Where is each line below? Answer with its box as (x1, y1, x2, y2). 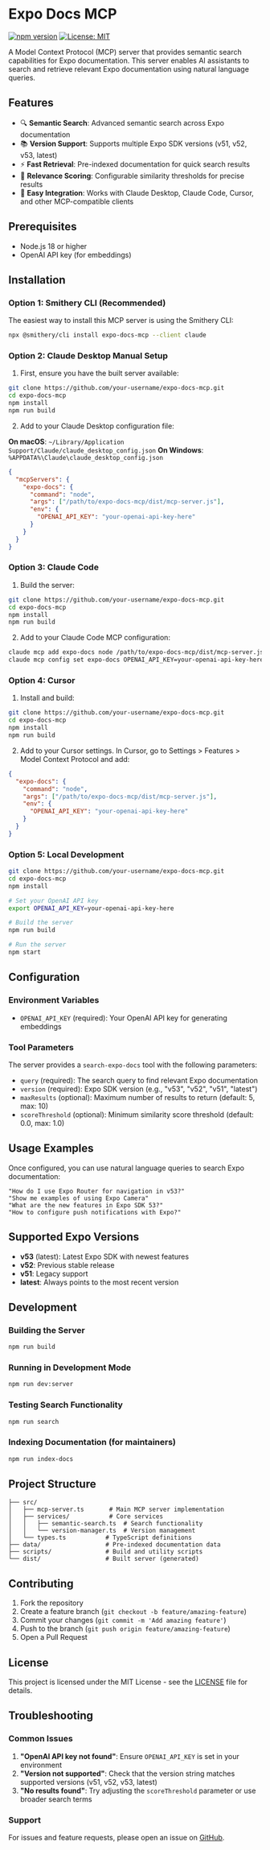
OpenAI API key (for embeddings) (19, 250, 132, 259)
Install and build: (19, 693, 75, 703)
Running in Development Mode (8, 1362, 131, 1373)
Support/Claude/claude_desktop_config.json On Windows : (8, 445, 204, 455)
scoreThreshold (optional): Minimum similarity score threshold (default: (19, 1109, 255, 1120)
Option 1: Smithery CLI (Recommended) (8, 297, 166, 308)
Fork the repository (19, 1598, 84, 1608)
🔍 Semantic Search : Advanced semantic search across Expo (19, 118, 225, 127)
